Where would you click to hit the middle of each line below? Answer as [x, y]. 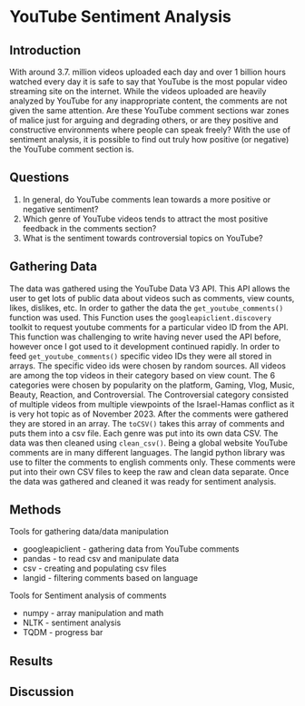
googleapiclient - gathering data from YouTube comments [131, 549]
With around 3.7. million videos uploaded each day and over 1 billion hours [148, 72]
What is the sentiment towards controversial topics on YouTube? [143, 238]
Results [31, 661]
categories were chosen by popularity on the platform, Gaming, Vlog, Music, [152, 385]
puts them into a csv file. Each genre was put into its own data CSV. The [144, 433]
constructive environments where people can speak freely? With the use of [150, 130]
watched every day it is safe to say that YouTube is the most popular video [148, 82]
